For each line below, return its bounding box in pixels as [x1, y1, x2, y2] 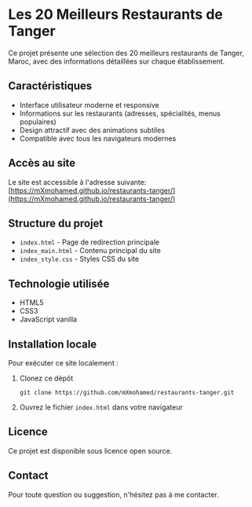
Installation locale [8, 337, 97, 351]
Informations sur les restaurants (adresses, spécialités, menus [19, 108, 221, 118]
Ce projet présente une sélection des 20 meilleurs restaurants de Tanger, [8, 48, 245, 57]
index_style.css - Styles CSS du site [19, 254, 140, 264]
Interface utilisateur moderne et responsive [19, 100, 159, 109]
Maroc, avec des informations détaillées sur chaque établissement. [8, 57, 225, 66]
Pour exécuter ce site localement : [8, 358, 119, 367]
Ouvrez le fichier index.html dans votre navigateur [19, 402, 183, 412]
